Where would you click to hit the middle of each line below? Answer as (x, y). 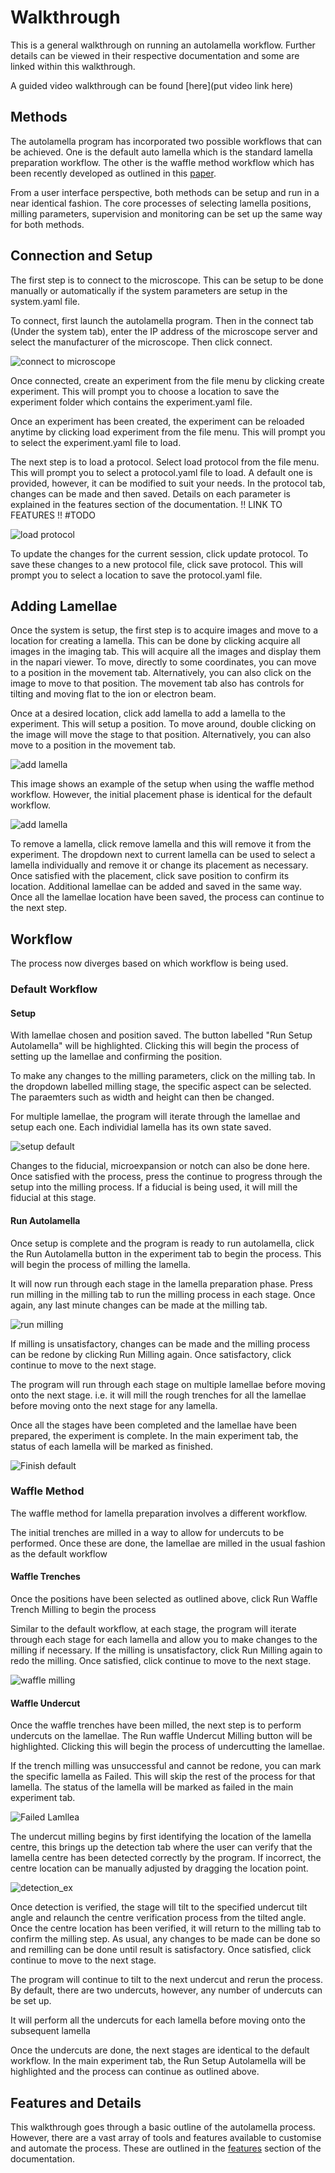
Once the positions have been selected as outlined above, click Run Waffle (164, 1599)
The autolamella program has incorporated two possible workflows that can (166, 141)
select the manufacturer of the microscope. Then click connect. (141, 342)
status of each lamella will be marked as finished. (111, 1446)
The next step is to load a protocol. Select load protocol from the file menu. (165, 462)
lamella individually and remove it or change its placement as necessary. (159, 865)
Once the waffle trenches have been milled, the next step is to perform (156, 1725)
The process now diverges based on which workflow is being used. (149, 963)
